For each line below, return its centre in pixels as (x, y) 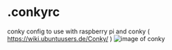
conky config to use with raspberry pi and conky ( (79, 31)
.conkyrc (34, 12)
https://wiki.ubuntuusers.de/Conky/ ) (60, 38)
